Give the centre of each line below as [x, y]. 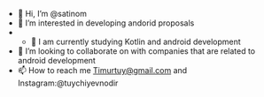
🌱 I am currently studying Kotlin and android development [136, 41]
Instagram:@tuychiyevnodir [68, 83]
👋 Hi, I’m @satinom [52, 14]
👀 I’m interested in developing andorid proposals [106, 23]
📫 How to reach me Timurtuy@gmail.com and [102, 70]
